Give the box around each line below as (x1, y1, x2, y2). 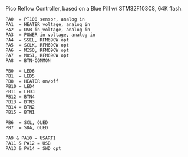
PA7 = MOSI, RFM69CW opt (5, 53, 69, 58)
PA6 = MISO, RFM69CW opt (5, 47, 69, 53)
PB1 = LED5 (5, 73, 35, 79)
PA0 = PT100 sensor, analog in (5, 17, 85, 22)
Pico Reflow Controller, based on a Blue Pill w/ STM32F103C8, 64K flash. (5, 5, 183, 12)
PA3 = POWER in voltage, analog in (5, 32, 95, 38)
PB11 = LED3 (5, 89, 35, 94)
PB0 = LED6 (5, 68, 35, 74)
